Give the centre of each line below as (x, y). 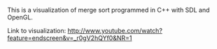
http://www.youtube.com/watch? (115, 31)
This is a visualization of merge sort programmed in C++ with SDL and (108, 10)
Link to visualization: (37, 31)
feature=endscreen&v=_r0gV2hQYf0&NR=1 (70, 38)
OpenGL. (20, 17)
